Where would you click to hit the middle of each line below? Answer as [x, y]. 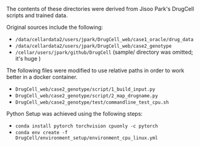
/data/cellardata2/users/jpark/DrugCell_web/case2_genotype [93, 46]
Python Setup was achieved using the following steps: [74, 114]
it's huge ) [28, 58]
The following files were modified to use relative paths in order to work [95, 70]
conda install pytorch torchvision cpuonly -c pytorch [87, 126]
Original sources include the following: [55, 27]
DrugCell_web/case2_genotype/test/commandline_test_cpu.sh [92, 102]
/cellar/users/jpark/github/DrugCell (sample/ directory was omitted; [104, 52]
